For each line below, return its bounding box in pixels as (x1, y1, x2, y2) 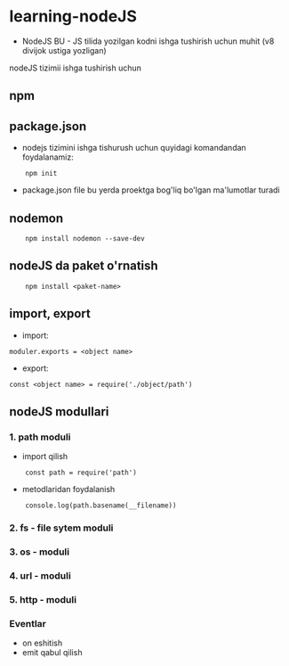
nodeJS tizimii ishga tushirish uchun (9, 62, 142, 73)
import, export (9, 306, 92, 322)
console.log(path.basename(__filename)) (25, 501, 177, 510)
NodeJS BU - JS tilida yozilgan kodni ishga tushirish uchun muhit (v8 (21, 36, 275, 46)
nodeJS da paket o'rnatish (9, 259, 158, 274)
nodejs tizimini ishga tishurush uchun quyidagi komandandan (21, 143, 246, 153)
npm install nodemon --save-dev (25, 234, 145, 243)
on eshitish (21, 637, 63, 648)
